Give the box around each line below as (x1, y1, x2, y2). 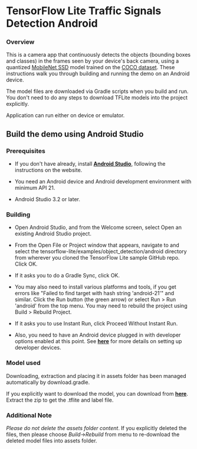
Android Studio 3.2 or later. (14, 196, 81, 203)
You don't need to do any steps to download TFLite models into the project (6, 94, 188, 101)
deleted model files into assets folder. (6, 437, 97, 444)
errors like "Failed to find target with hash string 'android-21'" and (14, 290, 175, 297)
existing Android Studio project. (14, 230, 91, 237)
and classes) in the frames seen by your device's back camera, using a (6, 57, 179, 64)
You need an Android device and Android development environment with (14, 178, 192, 185)
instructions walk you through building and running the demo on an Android (6, 70, 190, 77)
